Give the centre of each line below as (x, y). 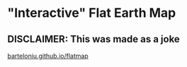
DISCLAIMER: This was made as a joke (94, 39)
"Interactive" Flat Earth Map (92, 13)
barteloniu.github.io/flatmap (48, 56)
